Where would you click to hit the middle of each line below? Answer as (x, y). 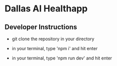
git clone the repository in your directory (53, 39)
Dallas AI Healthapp (46, 9)
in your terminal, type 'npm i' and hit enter (55, 48)
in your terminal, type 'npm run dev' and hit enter (62, 58)
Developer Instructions (41, 27)
